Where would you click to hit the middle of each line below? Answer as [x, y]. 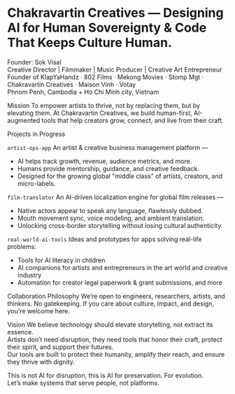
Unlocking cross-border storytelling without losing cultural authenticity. [120, 225]
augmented [24, 120]
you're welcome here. [38, 311]
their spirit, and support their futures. [60, 347]
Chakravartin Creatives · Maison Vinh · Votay [72, 84]
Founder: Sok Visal [34, 62]
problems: [22, 246]
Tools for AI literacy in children [61, 260]
